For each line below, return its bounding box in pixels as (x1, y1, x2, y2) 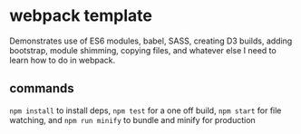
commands (9, 81, 74, 96)
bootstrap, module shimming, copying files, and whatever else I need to (9, 44, 277, 55)
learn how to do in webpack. (9, 54, 116, 65)
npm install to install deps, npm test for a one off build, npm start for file (9, 105, 282, 116)
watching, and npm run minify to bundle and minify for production (9, 114, 256, 125)
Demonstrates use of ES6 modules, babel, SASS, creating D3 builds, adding (9, 35, 293, 46)
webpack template (9, 5, 152, 26)
